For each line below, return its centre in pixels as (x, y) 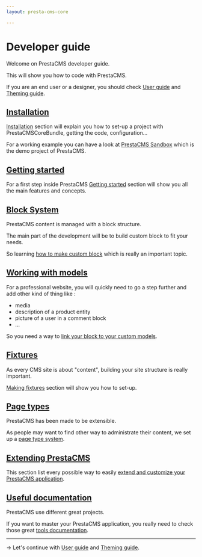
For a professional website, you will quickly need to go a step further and (96, 287)
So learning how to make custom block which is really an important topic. (97, 254)
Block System (32, 210)
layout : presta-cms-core (37, 12)
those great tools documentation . (47, 531)
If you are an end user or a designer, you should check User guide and (93, 87)
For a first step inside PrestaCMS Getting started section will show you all (97, 185)
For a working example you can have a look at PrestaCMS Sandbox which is (100, 144)
